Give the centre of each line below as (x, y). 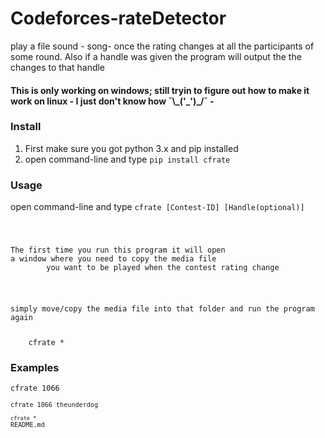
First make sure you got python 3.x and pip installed (131, 148)
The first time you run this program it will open (118, 250)
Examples (35, 367)
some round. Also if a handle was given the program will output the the (156, 56)
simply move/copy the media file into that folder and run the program (162, 308)
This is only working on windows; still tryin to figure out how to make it (160, 90)
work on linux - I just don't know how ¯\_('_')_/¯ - (112, 101)
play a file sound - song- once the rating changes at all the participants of (162, 46)
